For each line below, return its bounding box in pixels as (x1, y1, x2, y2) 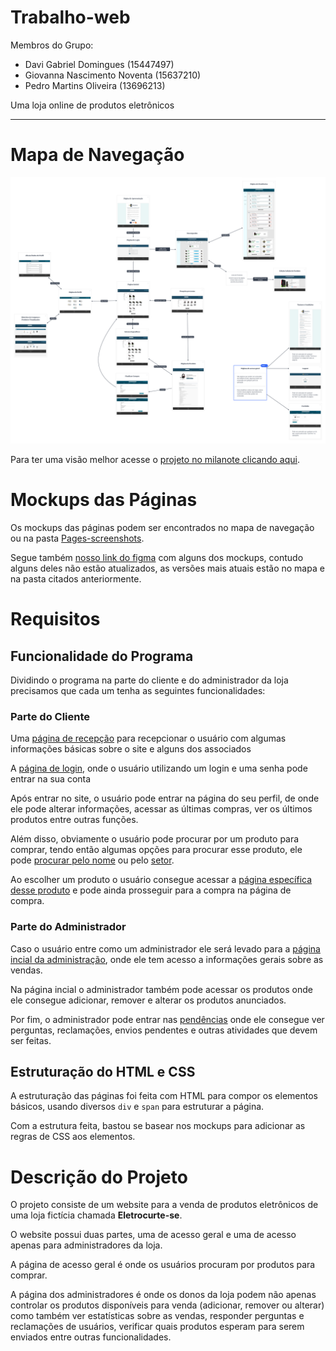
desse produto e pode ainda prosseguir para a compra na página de (10, 884, 292, 896)
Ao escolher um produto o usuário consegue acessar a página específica (10, 874, 313, 886)
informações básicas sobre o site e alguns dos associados (10, 743, 252, 755)
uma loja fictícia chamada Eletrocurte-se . (10, 1209, 183, 1221)
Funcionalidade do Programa (10, 647, 194, 665)
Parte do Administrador (10, 920, 127, 934)
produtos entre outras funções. (10, 814, 139, 826)
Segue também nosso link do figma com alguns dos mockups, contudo (10, 552, 304, 564)
